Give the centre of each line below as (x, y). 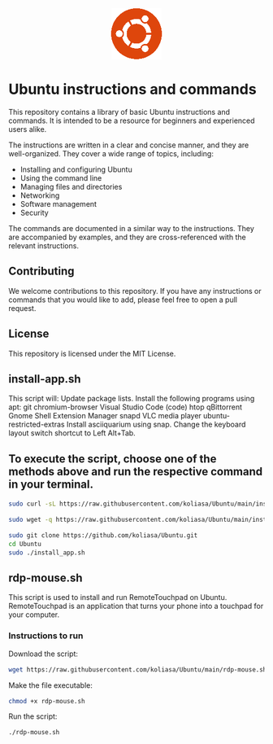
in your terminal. (51, 484)
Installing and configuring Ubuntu (76, 169)
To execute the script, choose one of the (113, 459)
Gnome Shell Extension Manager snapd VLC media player (105, 416)
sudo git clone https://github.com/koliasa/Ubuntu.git (103, 535)
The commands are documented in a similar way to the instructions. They (131, 228)
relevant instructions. (44, 245)
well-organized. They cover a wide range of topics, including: (111, 153)
